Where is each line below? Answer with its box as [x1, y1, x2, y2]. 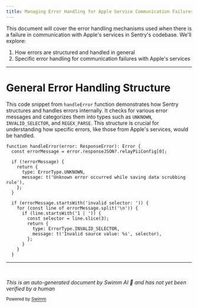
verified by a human [6, 285, 55, 292]
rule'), [6, 179, 25, 186]
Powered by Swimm [6, 296, 47, 302]
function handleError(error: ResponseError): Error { [6, 143, 141, 149]
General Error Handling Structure [6, 81, 171, 94]
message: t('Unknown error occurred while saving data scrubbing [21, 174, 186, 180]
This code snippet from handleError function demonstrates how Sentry [6, 101, 179, 108]
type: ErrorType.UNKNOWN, [21, 169, 85, 175]
